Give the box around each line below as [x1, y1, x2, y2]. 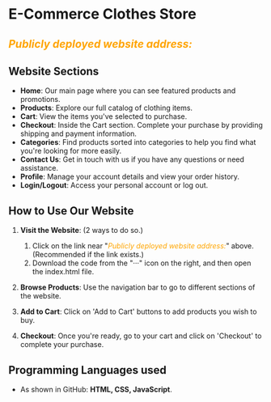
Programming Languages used [8, 363, 167, 377]
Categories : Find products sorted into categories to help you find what [19, 138, 256, 147]
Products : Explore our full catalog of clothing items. [19, 103, 193, 113]
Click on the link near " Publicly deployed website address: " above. [32, 241, 254, 251]
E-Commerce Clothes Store [8, 5, 197, 23]
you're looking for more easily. [19, 146, 122, 156]
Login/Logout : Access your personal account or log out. [19, 180, 209, 190]
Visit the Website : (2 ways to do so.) [19, 226, 144, 235]
